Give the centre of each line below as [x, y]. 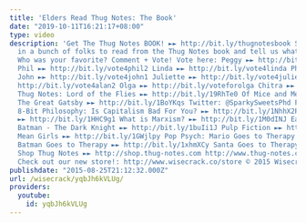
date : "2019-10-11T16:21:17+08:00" [77, 26]
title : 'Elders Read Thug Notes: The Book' [93, 18]
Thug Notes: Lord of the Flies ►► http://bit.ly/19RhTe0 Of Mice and [152, 94]
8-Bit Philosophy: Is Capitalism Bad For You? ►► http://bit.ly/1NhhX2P [158, 111]
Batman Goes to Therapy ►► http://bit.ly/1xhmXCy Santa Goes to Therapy [158, 145]
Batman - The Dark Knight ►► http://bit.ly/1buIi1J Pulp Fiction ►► [150, 128]
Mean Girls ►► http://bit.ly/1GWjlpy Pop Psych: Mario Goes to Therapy [157, 137]
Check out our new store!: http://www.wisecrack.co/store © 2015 [144, 162]
